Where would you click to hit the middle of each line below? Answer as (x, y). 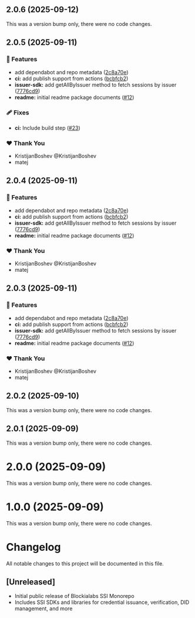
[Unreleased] (31, 582)
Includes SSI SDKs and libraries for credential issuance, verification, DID (102, 602)
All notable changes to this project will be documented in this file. (85, 563)
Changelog (33, 547)
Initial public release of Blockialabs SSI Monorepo (74, 596)
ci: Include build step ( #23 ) (47, 128)
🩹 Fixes (18, 113)
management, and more (43, 609)
